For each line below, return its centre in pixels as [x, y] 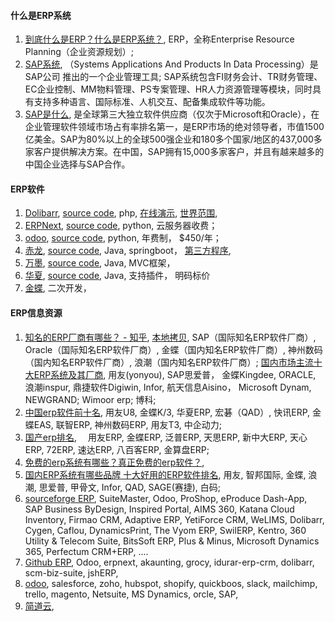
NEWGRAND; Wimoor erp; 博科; [90, 399]
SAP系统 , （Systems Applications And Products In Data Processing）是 [171, 64]
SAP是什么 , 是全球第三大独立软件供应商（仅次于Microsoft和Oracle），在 [172, 114]
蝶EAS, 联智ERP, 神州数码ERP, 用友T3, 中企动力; [123, 424]
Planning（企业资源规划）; [79, 52]
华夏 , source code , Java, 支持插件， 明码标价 [117, 276]
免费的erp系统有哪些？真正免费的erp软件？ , [114, 462]
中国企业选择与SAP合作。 [77, 164]
